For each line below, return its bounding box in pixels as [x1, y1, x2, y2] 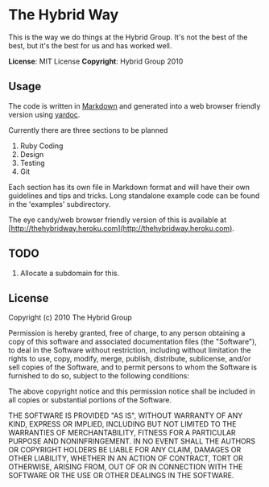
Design [19, 149, 44, 159]
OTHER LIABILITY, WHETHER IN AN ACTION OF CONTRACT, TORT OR [8, 453, 243, 464]
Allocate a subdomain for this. [19, 268, 119, 278]
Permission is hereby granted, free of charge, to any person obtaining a [8, 328, 246, 338]
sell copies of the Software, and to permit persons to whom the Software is [8, 362, 258, 372]
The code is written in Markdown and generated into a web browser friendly [8, 101, 261, 110]
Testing [19, 158, 46, 167]
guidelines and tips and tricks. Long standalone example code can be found [8, 191, 260, 200]
